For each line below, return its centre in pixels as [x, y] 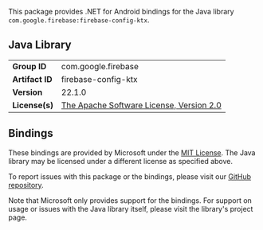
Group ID [29, 66]
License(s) [33, 105]
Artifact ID [32, 79]
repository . [26, 185]
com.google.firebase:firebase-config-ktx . [79, 20]
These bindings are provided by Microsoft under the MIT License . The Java [132, 152]
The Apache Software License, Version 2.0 [141, 105]
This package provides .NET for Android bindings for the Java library [121, 12]
